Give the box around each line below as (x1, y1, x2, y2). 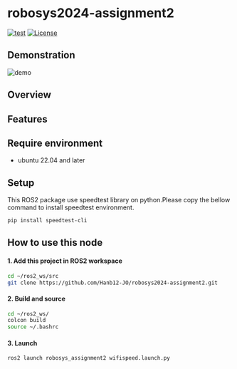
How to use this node (7, 237, 103, 249)
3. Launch (7, 338, 38, 347)
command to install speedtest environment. (7, 203, 135, 212)
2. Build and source (7, 294, 66, 303)
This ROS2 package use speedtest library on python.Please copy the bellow (7, 196, 231, 204)
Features (7, 113, 48, 125)
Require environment (7, 137, 103, 149)
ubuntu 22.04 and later (17, 156, 85, 165)
